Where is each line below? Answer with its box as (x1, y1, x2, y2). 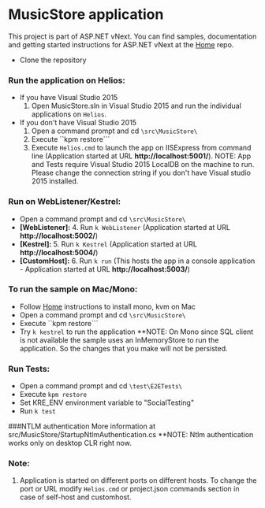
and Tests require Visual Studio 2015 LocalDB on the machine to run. (31, 160, 255, 169)
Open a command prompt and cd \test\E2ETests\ (19, 381, 183, 391)
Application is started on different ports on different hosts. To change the (19, 476, 257, 485)
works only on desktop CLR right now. (8, 439, 132, 448)
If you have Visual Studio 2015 (19, 93, 118, 102)
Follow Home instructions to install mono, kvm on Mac (19, 302, 196, 311)
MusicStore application (8, 6, 164, 24)
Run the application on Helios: (8, 75, 126, 86)
